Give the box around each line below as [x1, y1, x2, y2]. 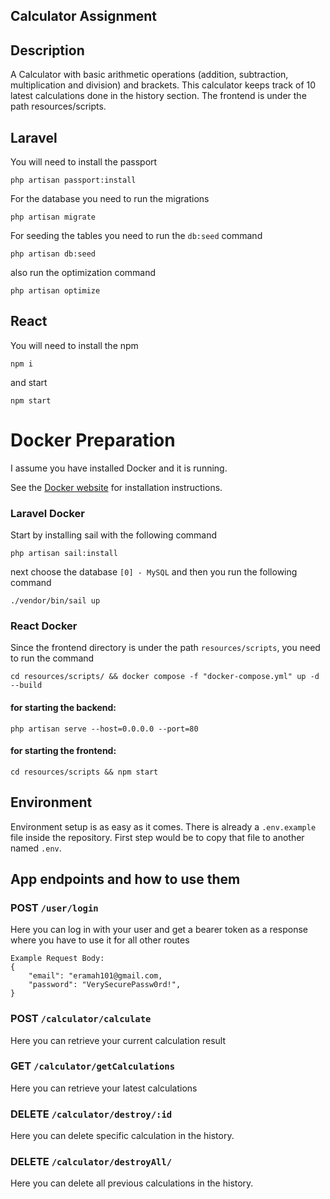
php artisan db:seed [10, 249, 97, 259]
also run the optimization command [10, 267, 157, 279]
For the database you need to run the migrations [10, 193, 210, 205]
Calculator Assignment [10, 8, 158, 25]
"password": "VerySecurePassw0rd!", [28, 980, 182, 990]
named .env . [10, 842, 62, 854]
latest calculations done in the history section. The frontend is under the [10, 90, 307, 102]
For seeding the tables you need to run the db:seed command [10, 230, 263, 242]
